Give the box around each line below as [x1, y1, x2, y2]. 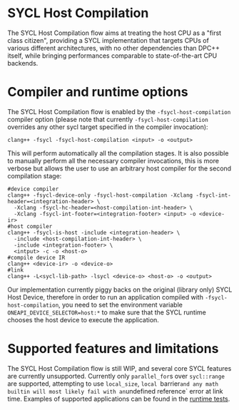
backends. [7, 58, 39, 67]
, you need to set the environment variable [58, 300, 183, 309]
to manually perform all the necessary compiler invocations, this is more [7, 156, 220, 165]
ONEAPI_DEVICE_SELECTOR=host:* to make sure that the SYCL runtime [7, 308, 207, 317]
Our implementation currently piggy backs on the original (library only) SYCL [7, 285, 233, 294]
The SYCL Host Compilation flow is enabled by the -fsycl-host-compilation [7, 107, 231, 116]
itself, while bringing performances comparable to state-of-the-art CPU [7, 51, 218, 60]
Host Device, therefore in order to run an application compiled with [7, 292, 203, 301]
